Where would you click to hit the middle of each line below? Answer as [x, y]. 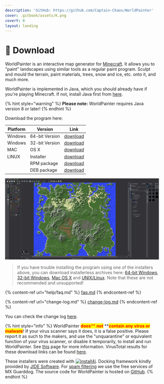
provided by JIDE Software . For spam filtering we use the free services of [79, 366]
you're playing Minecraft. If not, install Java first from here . [64, 94]
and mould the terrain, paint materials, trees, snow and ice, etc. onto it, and [81, 74]
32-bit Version [45, 143]
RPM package [44, 163]
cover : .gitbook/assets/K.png [36, 15]
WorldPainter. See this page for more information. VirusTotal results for [76, 346]
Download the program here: [34, 118]
